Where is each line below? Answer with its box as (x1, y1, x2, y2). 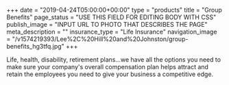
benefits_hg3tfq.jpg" (6, 42, 64, 50)
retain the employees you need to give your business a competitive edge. (6, 70, 214, 78)
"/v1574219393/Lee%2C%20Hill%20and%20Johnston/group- (12, 35, 189, 43)
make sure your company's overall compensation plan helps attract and (6, 63, 208, 71)
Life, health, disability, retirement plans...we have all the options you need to (6, 56, 221, 64)
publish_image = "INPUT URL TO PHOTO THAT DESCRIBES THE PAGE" (6, 21, 208, 28)
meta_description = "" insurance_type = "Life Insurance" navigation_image (6, 27, 217, 36)
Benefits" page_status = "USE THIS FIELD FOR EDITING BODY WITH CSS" (6, 13, 217, 21)
